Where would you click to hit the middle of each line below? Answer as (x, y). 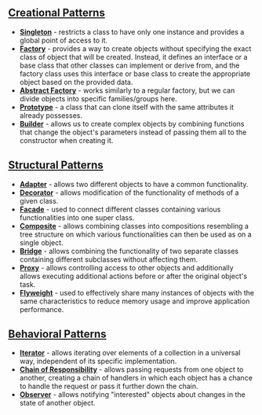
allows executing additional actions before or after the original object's (133, 276)
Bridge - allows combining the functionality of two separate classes (129, 251)
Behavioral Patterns (58, 334)
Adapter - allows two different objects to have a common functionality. (134, 184)
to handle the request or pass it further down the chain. (109, 386)
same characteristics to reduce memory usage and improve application (135, 301)
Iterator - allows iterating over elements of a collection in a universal (130, 353)
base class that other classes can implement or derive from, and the (129, 65)
